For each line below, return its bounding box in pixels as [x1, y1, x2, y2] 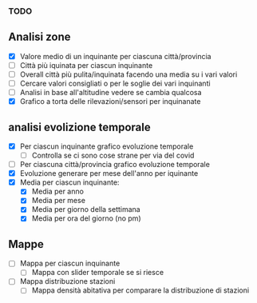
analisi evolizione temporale [8, 120, 151, 134]
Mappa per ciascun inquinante [19, 258, 121, 269]
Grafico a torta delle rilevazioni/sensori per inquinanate [19, 97, 201, 106]
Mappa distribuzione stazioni [19, 277, 116, 286]
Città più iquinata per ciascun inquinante [19, 60, 153, 70]
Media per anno [31, 186, 84, 197]
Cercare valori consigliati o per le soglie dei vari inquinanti [19, 78, 211, 88]
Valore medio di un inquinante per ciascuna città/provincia [19, 51, 212, 61]
